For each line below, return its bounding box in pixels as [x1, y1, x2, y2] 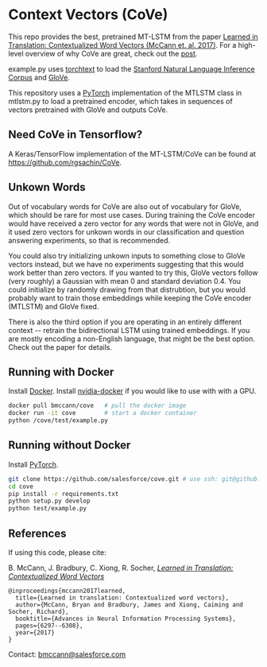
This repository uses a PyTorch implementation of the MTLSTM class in [8, 87, 242, 97]
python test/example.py [8, 505, 87, 513]
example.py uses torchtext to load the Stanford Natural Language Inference [8, 64, 256, 73]
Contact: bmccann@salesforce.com [8, 650, 126, 659]
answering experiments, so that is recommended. [8, 235, 171, 245]
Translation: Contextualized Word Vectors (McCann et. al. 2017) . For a [8, 40, 237, 49]
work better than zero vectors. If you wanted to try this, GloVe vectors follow [8, 268, 258, 277]
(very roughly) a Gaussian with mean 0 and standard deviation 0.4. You [8, 276, 241, 285]
